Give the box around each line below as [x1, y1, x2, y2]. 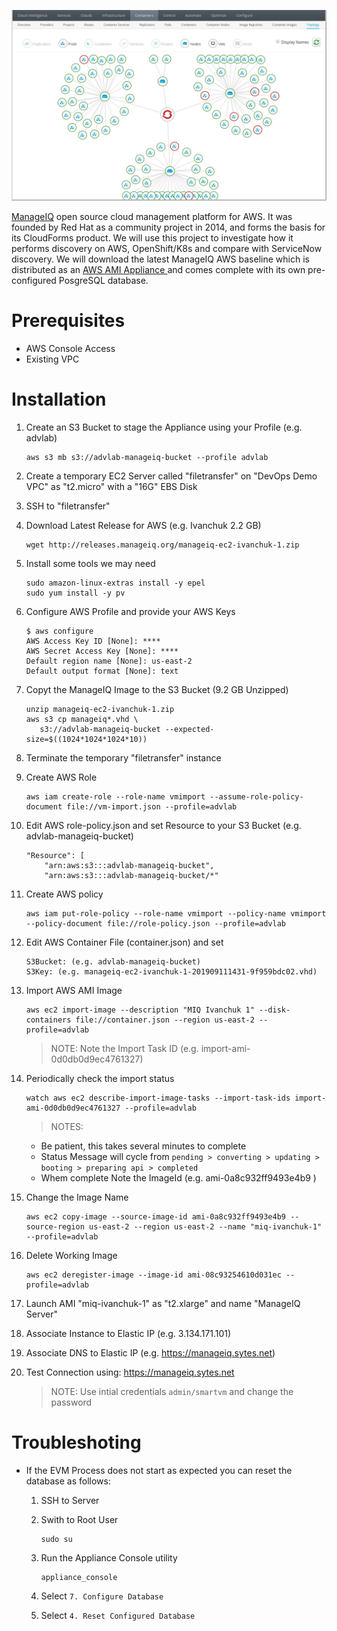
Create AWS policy [25, 888, 104, 900]
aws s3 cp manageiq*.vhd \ [25, 715, 139, 725]
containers [25, 1015, 72, 1025]
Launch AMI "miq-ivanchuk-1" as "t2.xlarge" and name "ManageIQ [25, 1298, 301, 1310]
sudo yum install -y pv [25, 588, 126, 599]
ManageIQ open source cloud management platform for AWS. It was [11, 211, 293, 223]
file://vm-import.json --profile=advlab [66, 802, 238, 812]
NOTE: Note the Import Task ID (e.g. [50, 1043, 199, 1055]
